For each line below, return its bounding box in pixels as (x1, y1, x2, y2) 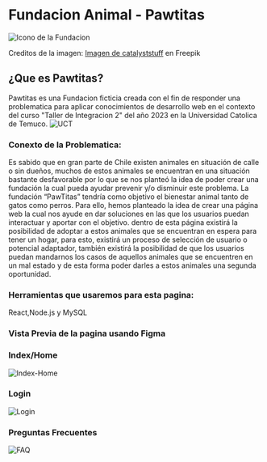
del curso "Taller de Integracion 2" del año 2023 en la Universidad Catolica (8, 110, 258, 120)
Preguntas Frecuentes (8, 426, 98, 438)
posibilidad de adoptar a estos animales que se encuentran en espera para (8, 227, 257, 236)
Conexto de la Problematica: (8, 139, 122, 150)
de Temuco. (8, 119, 48, 129)
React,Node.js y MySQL (8, 307, 87, 317)
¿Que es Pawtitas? (8, 71, 104, 86)
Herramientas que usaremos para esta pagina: (8, 289, 194, 300)
